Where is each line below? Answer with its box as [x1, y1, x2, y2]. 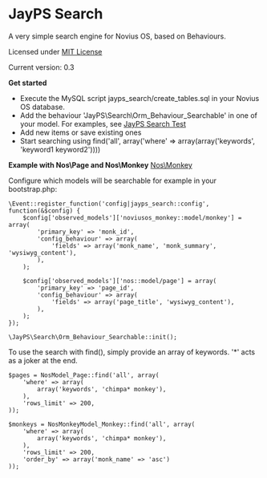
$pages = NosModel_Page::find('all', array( [8, 371, 160, 379]
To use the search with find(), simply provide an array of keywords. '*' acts [8, 346, 255, 357]
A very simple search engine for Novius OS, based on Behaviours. [8, 31, 227, 41]
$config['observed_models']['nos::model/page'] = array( [22, 277, 217, 285]
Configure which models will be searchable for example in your [8, 176, 217, 185]
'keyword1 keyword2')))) [19, 144, 101, 154]
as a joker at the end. [8, 355, 78, 365]
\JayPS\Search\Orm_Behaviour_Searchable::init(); [8, 333, 178, 341]
